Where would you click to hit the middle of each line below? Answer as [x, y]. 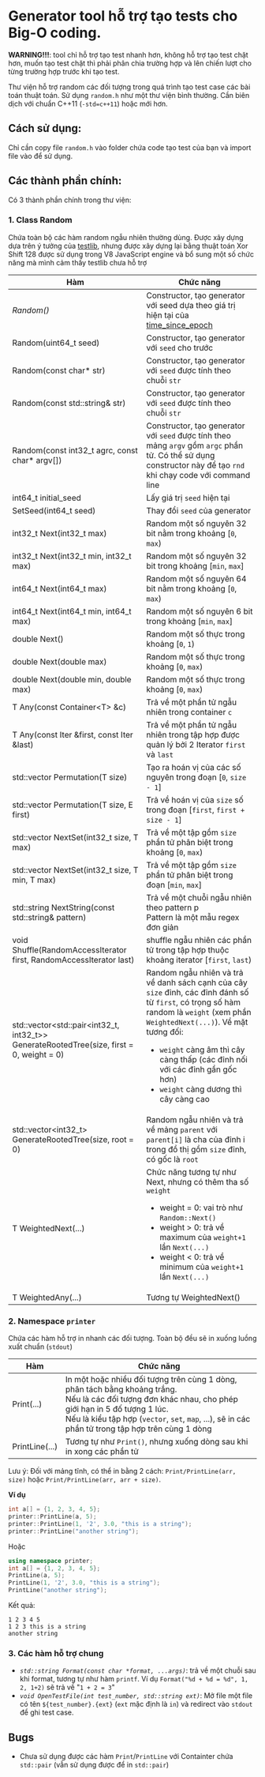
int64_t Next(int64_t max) [60, 588]
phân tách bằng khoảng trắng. [121, 1389]
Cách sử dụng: [45, 128]
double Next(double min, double [72, 679]
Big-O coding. [55, 33]
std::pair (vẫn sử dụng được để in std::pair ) [94, 1765]
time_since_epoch [179, 325]
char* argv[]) [37, 460]
